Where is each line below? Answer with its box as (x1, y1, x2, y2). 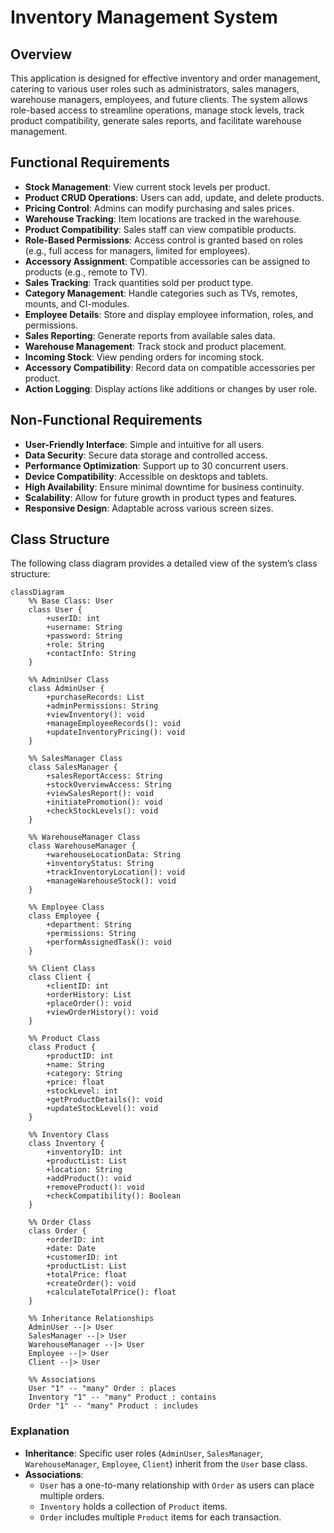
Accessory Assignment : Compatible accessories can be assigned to (24, 255, 311, 267)
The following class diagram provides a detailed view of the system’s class (10, 557, 318, 570)
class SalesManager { (28, 762, 118, 773)
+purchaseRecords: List (46, 692, 145, 703)
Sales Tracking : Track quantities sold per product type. (24, 276, 254, 288)
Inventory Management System (10, 6, 278, 29)
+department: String (46, 920, 132, 930)
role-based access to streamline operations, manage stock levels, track (10, 104, 305, 116)
